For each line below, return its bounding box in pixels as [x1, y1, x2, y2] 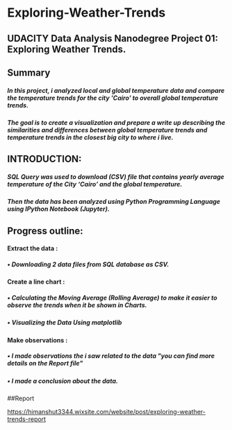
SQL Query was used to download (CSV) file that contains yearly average [7, 172, 224, 181]
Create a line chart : [7, 277, 65, 286]
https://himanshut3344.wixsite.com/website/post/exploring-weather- [7, 407, 206, 415]
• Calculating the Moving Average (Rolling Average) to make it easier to [7, 293, 217, 302]
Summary [7, 67, 51, 78]
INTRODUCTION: [7, 153, 82, 165]
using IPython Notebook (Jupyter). [7, 205, 110, 213]
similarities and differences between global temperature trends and [7, 126, 208, 134]
